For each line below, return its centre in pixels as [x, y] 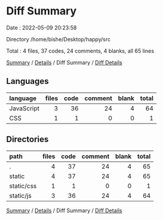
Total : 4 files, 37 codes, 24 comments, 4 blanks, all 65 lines [80, 51]
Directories [28, 139]
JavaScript [25, 108]
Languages [28, 81]
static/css [23, 186]
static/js [20, 195]
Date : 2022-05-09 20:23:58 [41, 28]
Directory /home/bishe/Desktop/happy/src [58, 39]
